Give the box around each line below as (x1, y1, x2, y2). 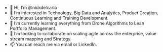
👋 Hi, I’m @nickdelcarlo (9, 5, 57, 10)
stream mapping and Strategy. (9, 36, 72, 42)
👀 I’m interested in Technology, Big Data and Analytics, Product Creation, (9, 10, 159, 16)
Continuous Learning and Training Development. (9, 15, 109, 21)
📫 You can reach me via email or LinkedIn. (9, 42, 97, 47)
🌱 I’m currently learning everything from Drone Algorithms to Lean (9, 20, 145, 26)
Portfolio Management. (9, 26, 57, 31)
